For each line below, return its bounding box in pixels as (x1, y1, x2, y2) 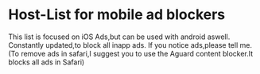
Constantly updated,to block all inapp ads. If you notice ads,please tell (8, 40, 239, 49)
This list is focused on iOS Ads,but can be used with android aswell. (8, 32, 231, 41)
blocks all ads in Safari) (8, 57, 85, 67)
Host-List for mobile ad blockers (8, 6, 226, 24)
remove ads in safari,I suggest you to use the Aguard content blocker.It (21, 49, 254, 58)
